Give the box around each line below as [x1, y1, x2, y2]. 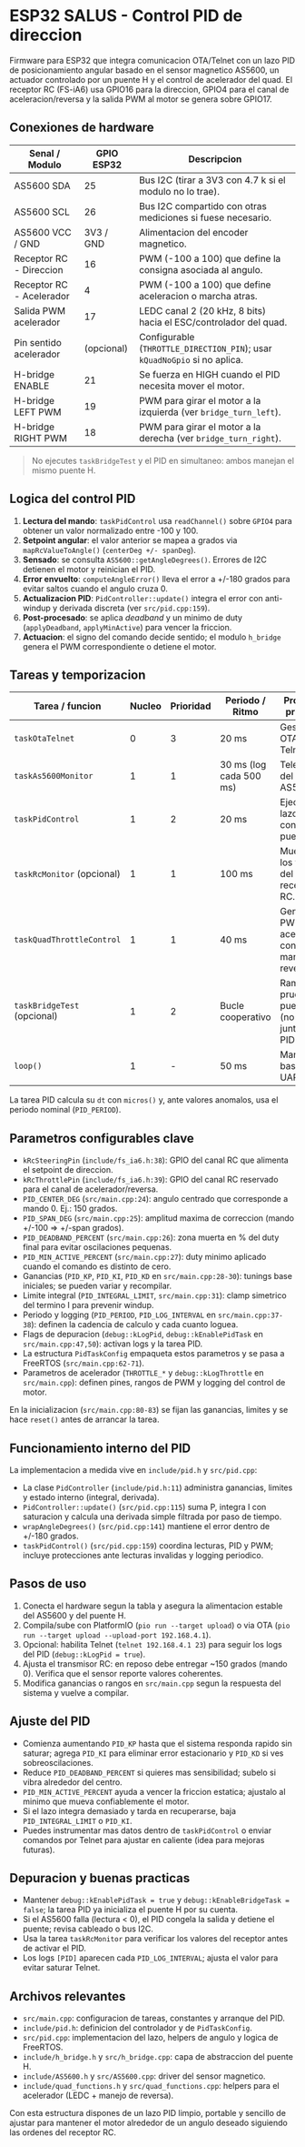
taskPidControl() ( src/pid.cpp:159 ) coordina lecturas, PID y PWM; [22, 1540, 274, 1551]
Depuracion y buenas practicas [9, 1870, 191, 1886]
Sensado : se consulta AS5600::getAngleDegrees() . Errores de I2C [22, 554, 268, 565]
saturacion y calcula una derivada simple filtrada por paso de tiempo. [22, 1511, 282, 1522]
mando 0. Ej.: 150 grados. [22, 1203, 118, 1215]
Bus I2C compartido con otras [139, 199, 268, 212]
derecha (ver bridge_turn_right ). [139, 431, 281, 444]
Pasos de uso [9, 1576, 87, 1592]
